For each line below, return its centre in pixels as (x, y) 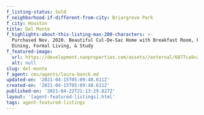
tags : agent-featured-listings (46, 102)
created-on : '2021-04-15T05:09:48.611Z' (58, 86)
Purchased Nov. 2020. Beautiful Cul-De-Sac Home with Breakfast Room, (103, 40)
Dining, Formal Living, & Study (53, 46)
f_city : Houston (27, 23)
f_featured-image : (29, 52)
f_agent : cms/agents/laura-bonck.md (53, 74)
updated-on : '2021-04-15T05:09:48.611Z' (58, 80)
